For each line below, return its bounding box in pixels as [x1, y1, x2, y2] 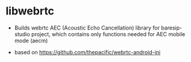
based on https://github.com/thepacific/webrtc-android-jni [14, 48, 161, 55]
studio [14, 30, 31, 37]
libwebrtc [5, 4, 55, 18]
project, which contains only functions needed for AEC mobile [31, 30, 186, 37]
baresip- [161, 24, 183, 31]
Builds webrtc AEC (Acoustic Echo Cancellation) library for [14, 24, 160, 31]
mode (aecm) [14, 37, 48, 44]
